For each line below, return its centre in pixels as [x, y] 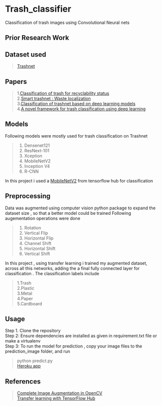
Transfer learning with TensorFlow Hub [56, 398]
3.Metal [25, 293]
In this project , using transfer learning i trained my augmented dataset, [76, 263]
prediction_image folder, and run [38, 351]
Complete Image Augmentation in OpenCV [60, 393]
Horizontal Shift [40, 248]
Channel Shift [38, 243]
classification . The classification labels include [52, 273]
